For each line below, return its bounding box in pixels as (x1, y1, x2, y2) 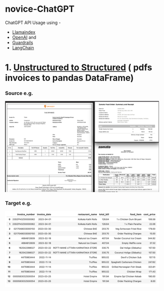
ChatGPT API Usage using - (5, 20, 61, 25)
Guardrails (12, 39, 33, 45)
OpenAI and (12, 34, 37, 40)
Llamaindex (12, 29, 36, 35)
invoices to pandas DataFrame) (5, 73, 134, 84)
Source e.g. (5, 90, 33, 97)
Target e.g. (5, 199, 32, 206)
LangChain (12, 45, 34, 50)
